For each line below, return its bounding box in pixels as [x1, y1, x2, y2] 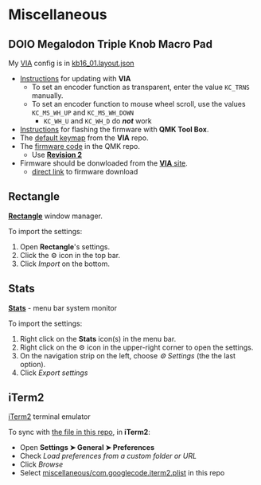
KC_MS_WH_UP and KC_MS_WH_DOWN [31, 108, 134, 117]
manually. [31, 91, 64, 100]
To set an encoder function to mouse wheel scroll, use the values [31, 100, 246, 108]
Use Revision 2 [31, 150, 82, 159]
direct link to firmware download [31, 167, 138, 176]
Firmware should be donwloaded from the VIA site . [19, 158, 189, 168]
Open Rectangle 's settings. [19, 241, 110, 252]
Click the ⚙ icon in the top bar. [19, 250, 121, 260]
